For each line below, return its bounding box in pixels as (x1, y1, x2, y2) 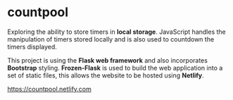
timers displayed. (7, 42, 58, 51)
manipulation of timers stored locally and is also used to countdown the (7, 35, 215, 43)
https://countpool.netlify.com (7, 85, 92, 93)
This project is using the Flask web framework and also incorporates (7, 56, 208, 64)
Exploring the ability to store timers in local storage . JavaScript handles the (7, 27, 227, 36)
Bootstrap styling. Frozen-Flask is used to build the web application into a (7, 63, 223, 72)
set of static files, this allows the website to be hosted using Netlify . (7, 71, 204, 80)
